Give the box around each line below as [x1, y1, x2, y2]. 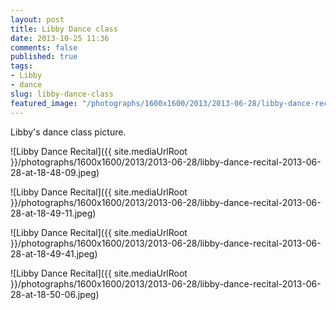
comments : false [10, 42, 78, 53]
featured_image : [10, 98, 78, 108]
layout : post [10, 14, 65, 25]
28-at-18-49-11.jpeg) [10, 207, 97, 219]
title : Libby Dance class [10, 24, 118, 34]
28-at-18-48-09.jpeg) [10, 166, 100, 178]
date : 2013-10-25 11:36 [10, 33, 110, 43]
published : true [10, 52, 78, 62]
